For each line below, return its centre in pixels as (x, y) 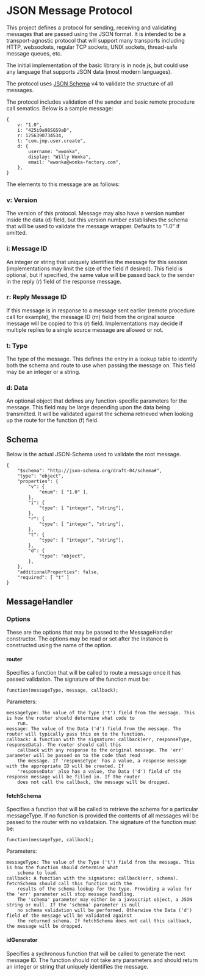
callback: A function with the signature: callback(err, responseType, (99, 740)
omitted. (17, 233)
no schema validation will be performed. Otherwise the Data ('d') (105, 910)
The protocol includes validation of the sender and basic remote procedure (101, 102)
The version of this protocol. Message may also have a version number (95, 213)
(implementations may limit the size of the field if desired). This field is (95, 268)
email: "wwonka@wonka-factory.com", (75, 162)
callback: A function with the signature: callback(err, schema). (92, 878)
